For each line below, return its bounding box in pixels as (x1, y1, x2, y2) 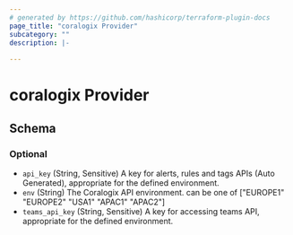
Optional (9, 147, 47, 160)
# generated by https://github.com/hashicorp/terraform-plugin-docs (9, 13, 271, 22)
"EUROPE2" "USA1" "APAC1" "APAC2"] (22, 196, 166, 207)
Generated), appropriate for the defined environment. (22, 178, 220, 188)
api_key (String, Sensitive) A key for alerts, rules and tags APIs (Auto (22, 168, 275, 178)
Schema (9, 120, 56, 135)
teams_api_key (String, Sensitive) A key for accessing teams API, (22, 206, 260, 216)
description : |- (9, 38, 70, 48)
